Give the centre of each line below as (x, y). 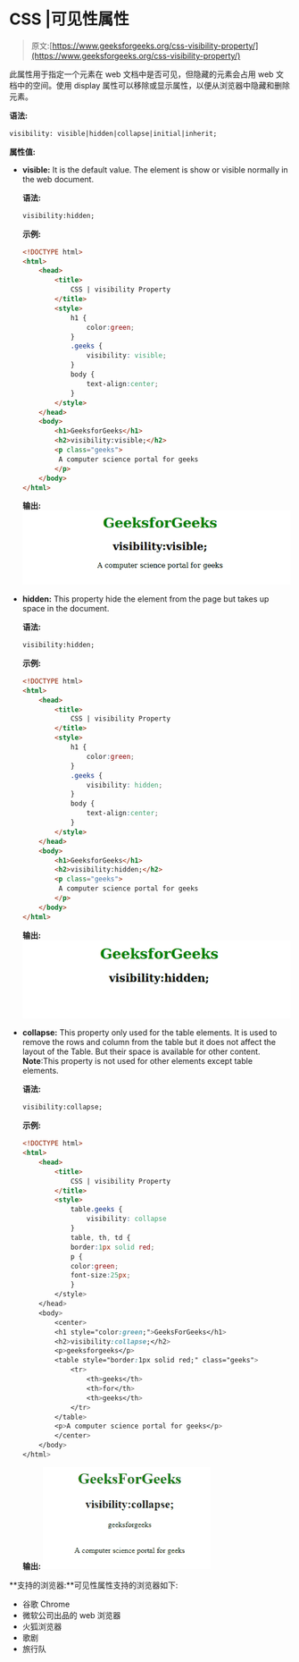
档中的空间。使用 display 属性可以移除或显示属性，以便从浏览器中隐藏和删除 (149, 85)
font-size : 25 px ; (100, 1276)
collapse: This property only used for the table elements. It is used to (149, 1033)
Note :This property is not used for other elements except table (137, 1061)
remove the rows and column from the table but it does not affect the (149, 1042)
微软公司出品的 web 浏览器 (71, 1615)
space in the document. (66, 609)
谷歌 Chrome (46, 1604)
